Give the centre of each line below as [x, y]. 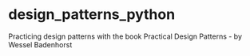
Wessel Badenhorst [40, 44]
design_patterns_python [92, 15]
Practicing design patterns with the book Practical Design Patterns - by [125, 36]
